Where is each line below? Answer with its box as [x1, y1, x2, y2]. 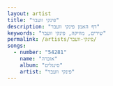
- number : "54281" [13, 49, 68, 56]
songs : [7, 42, 27, 49]
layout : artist [7, 10, 52, 17]
